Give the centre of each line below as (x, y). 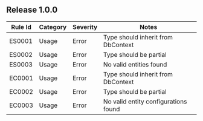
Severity (85, 27)
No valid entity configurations (145, 101)
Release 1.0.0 (32, 10)
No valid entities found (135, 64)
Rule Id (21, 27)
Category (53, 27)
